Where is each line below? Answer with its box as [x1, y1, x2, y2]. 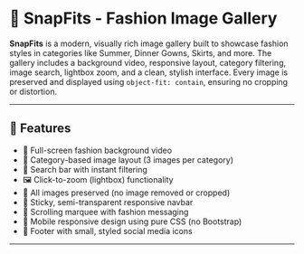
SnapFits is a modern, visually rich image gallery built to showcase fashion [9, 38, 289, 49]
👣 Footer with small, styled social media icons [22, 225, 193, 236]
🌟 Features [9, 121, 71, 136]
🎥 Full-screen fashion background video [22, 145, 173, 155]
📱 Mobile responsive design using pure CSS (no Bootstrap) [22, 216, 242, 227]
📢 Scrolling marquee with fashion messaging [22, 206, 189, 217]
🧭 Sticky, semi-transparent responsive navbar [22, 196, 194, 207]
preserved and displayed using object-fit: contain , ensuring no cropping [9, 76, 288, 87]
